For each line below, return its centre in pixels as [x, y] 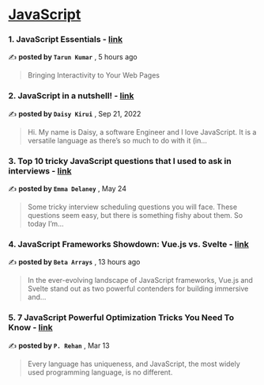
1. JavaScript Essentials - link [66, 40]
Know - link [30, 328]
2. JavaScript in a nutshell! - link [71, 96]
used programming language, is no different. [100, 372]
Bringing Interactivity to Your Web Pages [94, 75]
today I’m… [46, 224]
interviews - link [40, 170]
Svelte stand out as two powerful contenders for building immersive [138, 289]
